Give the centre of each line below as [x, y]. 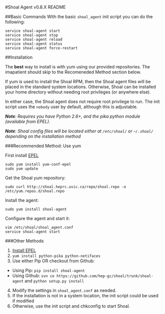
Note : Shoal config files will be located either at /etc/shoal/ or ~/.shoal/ [79, 131]
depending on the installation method [43, 136]
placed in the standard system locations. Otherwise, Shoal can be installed [81, 87]
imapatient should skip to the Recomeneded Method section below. [73, 72]
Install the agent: [22, 200]
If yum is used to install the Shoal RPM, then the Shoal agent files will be [78, 81]
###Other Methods [25, 241]
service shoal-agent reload [34, 39]
